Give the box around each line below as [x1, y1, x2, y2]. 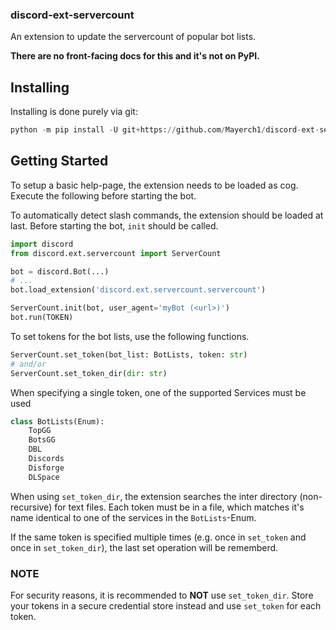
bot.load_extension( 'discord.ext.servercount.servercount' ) [10, 285, 267, 295]
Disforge [28, 463, 65, 473]
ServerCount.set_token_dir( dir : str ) [10, 368, 168, 378]
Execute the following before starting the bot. [10, 189, 197, 202]
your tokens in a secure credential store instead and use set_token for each [10, 599, 322, 612]
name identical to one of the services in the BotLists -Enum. [10, 511, 257, 523]
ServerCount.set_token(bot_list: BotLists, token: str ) [10, 349, 248, 360]
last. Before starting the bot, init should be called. [10, 219, 219, 232]
